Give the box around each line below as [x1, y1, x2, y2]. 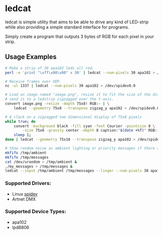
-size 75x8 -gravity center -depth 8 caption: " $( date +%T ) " [22, 128, 147, 133]
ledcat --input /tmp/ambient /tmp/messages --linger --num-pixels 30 [5, 168, 149, 173]
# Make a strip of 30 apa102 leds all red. [5, 66, 95, 70]
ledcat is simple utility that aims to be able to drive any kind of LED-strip [5, 19, 149, 25]
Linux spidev [12, 191, 38, 197]
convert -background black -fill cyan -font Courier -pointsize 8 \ [14, 123, 155, 129]
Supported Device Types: [5, 208, 66, 215]
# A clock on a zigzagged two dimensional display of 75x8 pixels [5, 115, 142, 119]
